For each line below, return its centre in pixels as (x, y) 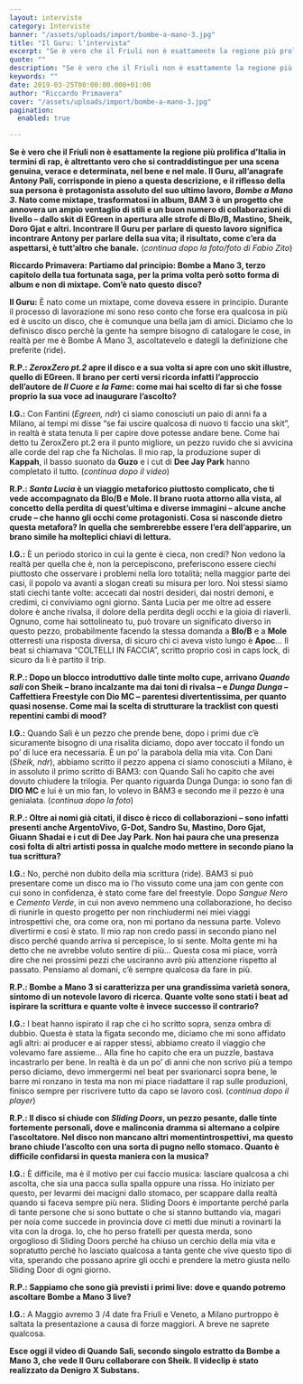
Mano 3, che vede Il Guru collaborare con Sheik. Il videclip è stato (134, 1361)
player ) (23, 1101)
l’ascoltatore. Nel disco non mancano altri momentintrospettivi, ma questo (151, 1138)
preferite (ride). (37, 350)
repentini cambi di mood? (58, 716)
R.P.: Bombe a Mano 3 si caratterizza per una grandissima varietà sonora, (150, 987)
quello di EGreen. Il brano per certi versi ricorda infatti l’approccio (134, 377)
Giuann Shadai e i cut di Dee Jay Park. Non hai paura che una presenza (144, 837)
